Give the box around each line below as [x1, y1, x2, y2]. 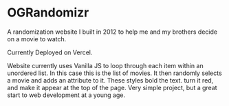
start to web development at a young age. [7, 91, 126, 99]
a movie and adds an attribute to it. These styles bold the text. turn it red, [7, 76, 214, 84]
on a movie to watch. [7, 34, 67, 43]
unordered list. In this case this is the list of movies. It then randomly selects [7, 69, 222, 77]
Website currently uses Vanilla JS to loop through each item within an [7, 61, 204, 70]
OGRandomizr [7, 5, 89, 21]
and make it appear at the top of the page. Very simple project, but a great [7, 83, 218, 92]
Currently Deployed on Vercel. [7, 48, 93, 56]
